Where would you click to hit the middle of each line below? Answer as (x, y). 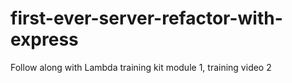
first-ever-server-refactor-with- (146, 18)
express (44, 39)
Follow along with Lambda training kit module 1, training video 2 (141, 67)
